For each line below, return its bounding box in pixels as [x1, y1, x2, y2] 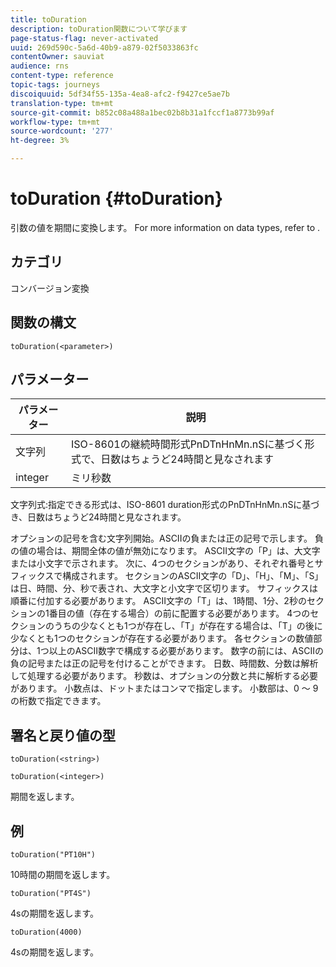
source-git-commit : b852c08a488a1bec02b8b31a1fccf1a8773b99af [10, 107, 275, 118]
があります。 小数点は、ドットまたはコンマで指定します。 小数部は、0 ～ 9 [10, 682, 319, 695]
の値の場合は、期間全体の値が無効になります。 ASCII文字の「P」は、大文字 [10, 545, 321, 557]
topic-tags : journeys [10, 80, 101, 90]
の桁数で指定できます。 [10, 695, 107, 707]
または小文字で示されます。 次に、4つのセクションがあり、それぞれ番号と [10, 557, 315, 570]
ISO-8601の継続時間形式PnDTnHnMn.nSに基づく [70, 437, 305, 451]
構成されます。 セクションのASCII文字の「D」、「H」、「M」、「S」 [62, 570, 324, 582]
